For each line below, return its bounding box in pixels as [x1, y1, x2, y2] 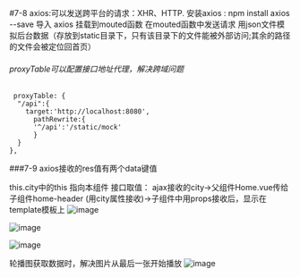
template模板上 [9, 205, 65, 215]
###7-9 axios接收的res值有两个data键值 [9, 164, 158, 174]
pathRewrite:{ [32, 115, 87, 124]
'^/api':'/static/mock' [32, 123, 123, 132]
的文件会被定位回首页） [9, 41, 96, 52]
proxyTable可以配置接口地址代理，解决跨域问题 [9, 63, 184, 74]
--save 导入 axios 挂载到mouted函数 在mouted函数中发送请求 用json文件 [9, 19, 278, 29]
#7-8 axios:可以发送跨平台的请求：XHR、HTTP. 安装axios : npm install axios [9, 8, 291, 18]
